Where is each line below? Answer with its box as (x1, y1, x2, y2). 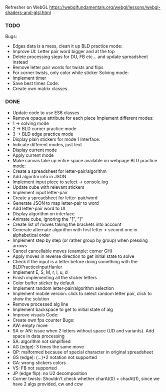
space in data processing (12, 333, 65, 339)
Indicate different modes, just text (12, 141, 82, 147)
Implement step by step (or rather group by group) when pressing (12, 237, 148, 243)
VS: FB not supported (12, 365, 57, 371)
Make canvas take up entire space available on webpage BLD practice (12, 157, 157, 163)
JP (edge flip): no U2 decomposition (12, 370, 87, 376)
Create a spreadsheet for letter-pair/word (12, 195, 98, 201)
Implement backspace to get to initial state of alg (12, 306, 113, 312)
